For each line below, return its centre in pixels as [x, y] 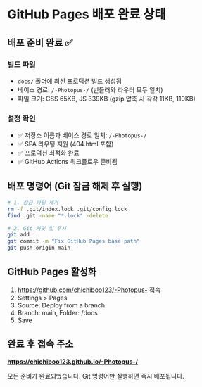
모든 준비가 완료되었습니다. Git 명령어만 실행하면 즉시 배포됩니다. [96, 376]
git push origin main [39, 248]
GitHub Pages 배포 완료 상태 [87, 14]
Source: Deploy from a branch [61, 305]
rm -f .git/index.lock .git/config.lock [68, 209]
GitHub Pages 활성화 [52, 272]
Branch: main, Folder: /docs [58, 312]
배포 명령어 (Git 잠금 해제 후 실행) [75, 186]
